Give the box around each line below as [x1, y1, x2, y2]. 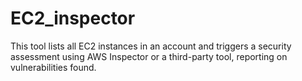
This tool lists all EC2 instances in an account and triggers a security [10, 40, 292, 52]
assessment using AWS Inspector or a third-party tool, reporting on [10, 50, 288, 62]
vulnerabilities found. [10, 61, 97, 73]
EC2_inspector [10, 7, 136, 30]
